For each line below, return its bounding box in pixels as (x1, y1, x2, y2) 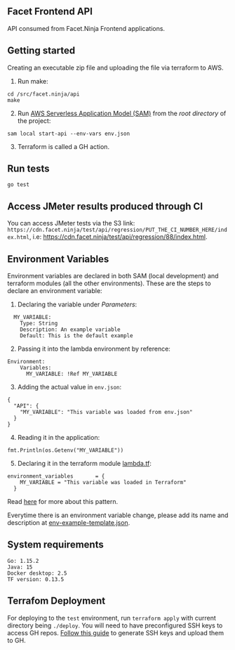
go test (7, 181, 30, 188)
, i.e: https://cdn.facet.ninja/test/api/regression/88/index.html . (29, 233, 208, 241)
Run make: (17, 77, 48, 85)
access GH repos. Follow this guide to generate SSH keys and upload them (7, 628, 224, 637)
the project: (17, 116, 51, 125)
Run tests (7, 163, 50, 175)
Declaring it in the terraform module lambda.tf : (17, 460, 152, 468)
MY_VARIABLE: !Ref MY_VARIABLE (25, 370, 118, 378)
